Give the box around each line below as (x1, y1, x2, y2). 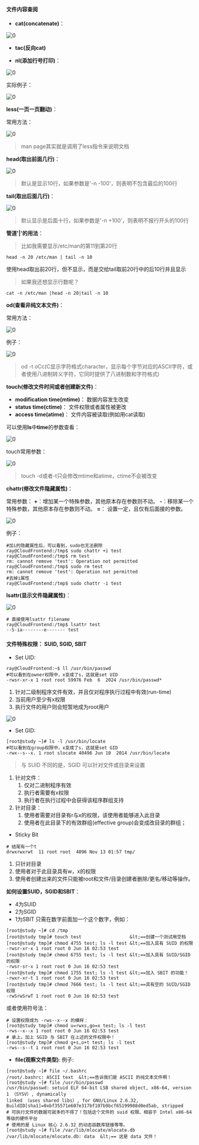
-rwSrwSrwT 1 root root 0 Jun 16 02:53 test (6, 993, 119, 999)
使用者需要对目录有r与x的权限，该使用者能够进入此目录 (23, 812, 161, 819)
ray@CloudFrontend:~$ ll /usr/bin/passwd (6, 666, 111, 672)
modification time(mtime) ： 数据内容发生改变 (14, 396, 129, 403)
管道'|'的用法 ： (6, 229, 44, 237)
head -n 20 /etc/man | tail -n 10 (6, 255, 93, 261)
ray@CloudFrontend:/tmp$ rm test (6, 553, 90, 560)
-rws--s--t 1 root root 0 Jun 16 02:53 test (6, 1045, 119, 1051)
